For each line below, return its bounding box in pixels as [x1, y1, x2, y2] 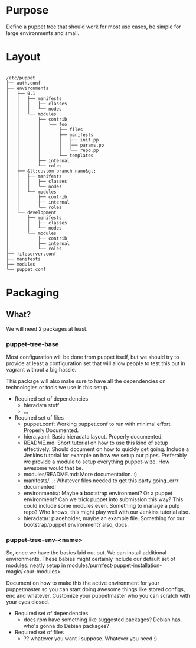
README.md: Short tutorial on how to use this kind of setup [23, 439, 168, 447]
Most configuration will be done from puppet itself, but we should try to [6, 353, 179, 361]
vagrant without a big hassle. [6, 366, 77, 373]
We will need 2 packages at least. [6, 325, 88, 332]
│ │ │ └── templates [6, 152, 94, 159]
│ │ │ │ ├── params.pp [6, 142, 104, 148]
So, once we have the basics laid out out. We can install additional [6, 549, 167, 556]
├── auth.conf [6, 80, 41, 86]
